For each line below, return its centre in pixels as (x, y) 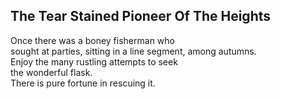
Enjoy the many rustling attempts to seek (94, 61)
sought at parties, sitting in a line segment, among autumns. (133, 51)
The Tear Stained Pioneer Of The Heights (141, 16)
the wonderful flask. (51, 72)
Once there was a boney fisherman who (92, 40)
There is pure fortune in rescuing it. (83, 83)
